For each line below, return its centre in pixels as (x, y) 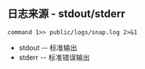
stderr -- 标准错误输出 (54, 57)
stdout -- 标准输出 (48, 47)
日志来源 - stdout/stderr (67, 14)
